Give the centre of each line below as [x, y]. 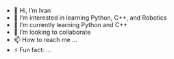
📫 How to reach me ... [45, 40]
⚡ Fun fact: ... [32, 50]
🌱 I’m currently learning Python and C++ [71, 25]
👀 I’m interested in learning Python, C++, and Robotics [90, 18]
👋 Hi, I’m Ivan [32, 11]
